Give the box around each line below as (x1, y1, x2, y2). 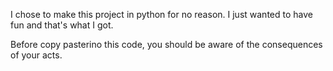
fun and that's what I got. (10, 19, 114, 31)
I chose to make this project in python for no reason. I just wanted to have (10, 9, 313, 20)
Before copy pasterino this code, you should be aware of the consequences (10, 39, 323, 50)
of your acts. (10, 49, 63, 61)
